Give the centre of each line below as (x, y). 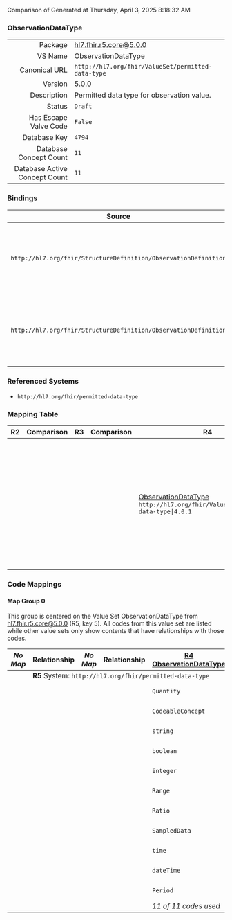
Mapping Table (33, 414)
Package (53, 45)
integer (164, 771)
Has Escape (48, 118)
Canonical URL (43, 70)
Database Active (41, 169)
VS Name (52, 56)
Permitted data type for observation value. (143, 95)
